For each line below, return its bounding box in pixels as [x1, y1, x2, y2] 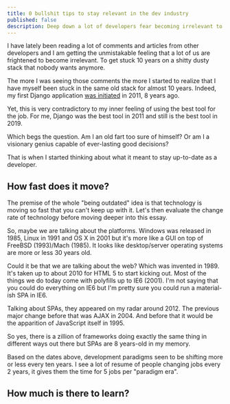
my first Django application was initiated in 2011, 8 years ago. [7, 91, 180, 100]
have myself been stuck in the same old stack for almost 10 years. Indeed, [7, 84, 217, 93]
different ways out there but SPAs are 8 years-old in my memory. [7, 339, 191, 348]
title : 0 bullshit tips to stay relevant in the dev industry [7, 10, 189, 17]
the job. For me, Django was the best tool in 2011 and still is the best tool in [7, 112, 218, 120]
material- [196, 284, 222, 292]
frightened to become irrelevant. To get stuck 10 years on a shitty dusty [7, 56, 209, 65]
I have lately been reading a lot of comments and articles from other [7, 42, 199, 50]
